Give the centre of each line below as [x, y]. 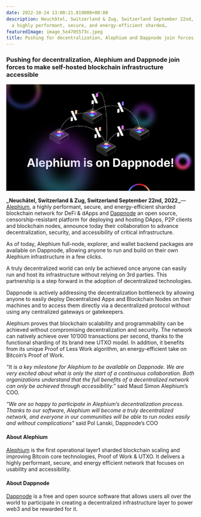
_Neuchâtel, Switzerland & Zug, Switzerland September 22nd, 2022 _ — [96, 200]
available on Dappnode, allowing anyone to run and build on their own [92, 250]
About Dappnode [28, 483]
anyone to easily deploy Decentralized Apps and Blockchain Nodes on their [99, 299]
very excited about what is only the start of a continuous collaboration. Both [100, 373]
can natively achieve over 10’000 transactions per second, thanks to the [95, 336]
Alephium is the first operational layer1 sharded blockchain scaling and [93, 450]
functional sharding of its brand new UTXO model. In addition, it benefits [95, 342]
